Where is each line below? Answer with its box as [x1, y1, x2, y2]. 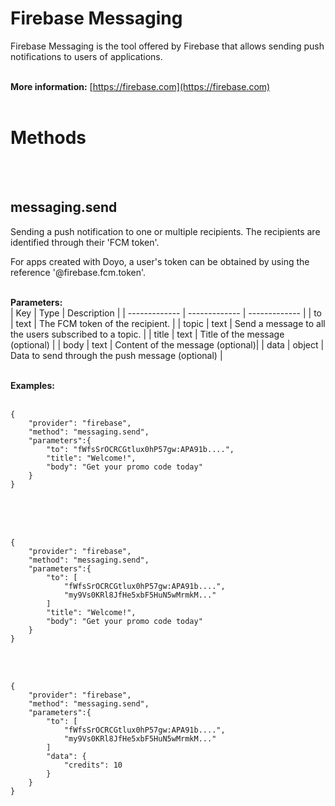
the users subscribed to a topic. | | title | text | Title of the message [10, 328, 285, 340]
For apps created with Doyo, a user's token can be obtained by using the [10, 255, 310, 267]
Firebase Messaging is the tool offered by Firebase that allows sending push [10, 40, 325, 52]
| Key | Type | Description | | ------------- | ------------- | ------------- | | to [10, 307, 322, 319]
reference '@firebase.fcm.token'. [10, 266, 147, 278]
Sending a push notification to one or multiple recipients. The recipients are [10, 225, 321, 237]
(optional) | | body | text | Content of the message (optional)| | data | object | [10, 338, 325, 351]
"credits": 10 [63, 760, 123, 770]
